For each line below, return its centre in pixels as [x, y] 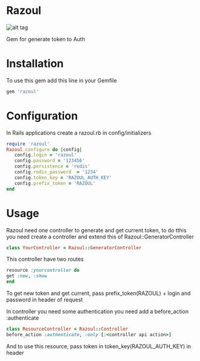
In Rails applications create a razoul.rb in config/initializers [79, 133]
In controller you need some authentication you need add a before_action [98, 311]
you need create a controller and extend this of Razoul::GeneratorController [100, 237]
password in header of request [45, 300]
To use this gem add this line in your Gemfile [62, 80]
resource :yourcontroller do [43, 271]
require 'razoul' [28, 144]
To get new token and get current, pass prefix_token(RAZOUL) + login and [98, 293]
